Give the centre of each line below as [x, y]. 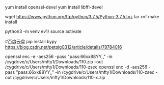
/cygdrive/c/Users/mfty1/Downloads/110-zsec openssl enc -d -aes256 [76, 67]
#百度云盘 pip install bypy [31, 42]
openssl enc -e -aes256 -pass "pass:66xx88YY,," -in [59, 57]
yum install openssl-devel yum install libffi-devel [54, 7]
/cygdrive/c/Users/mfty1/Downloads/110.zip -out [54, 62]
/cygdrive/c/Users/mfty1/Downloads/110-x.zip [59, 77]
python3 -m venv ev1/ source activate [43, 31]
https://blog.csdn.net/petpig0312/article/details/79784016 [64, 47]
